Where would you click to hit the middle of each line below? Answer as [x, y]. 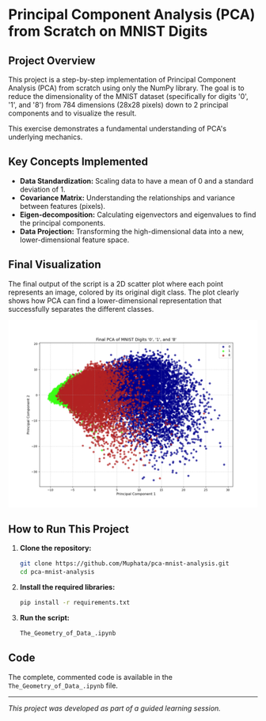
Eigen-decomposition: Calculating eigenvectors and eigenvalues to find [138, 214]
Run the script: [44, 618]
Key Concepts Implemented [78, 162]
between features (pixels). [62, 206]
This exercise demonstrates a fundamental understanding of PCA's [118, 129]
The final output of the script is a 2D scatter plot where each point [116, 283]
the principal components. [62, 222]
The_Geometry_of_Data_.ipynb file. [63, 685]
